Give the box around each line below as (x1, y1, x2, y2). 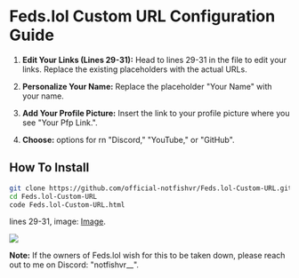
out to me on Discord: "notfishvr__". (9, 259, 140, 270)
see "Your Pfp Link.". (21, 117, 98, 128)
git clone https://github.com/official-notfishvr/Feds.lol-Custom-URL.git (9, 184, 293, 193)
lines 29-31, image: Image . (9, 216, 107, 227)
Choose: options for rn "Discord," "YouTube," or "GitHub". (21, 134, 235, 145)
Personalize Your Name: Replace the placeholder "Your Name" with (21, 81, 273, 91)
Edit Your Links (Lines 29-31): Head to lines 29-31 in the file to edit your (21, 54, 287, 65)
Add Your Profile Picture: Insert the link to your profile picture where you (21, 107, 290, 118)
